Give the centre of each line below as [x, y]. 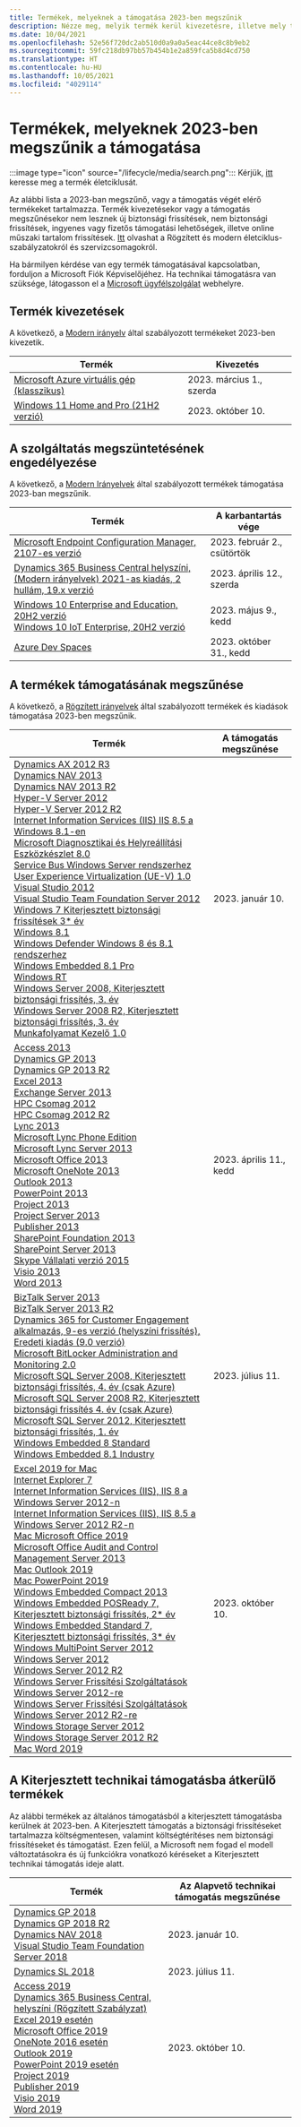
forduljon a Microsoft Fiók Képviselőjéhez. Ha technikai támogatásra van [142, 273]
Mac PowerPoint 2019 [61, 1580]
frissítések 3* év [49, 921]
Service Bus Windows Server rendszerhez [103, 865]
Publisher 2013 [47, 1227]
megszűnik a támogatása [105, 147]
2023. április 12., [246, 573]
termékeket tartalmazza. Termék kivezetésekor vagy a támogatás [130, 209]
